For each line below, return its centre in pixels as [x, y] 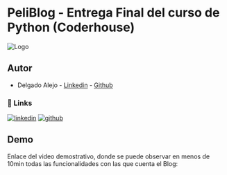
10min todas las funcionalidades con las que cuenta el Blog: [93, 163]
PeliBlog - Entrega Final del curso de [113, 13]
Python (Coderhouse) [71, 27]
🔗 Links [20, 103]
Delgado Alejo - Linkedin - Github [65, 85]
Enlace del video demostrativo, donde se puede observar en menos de [109, 156]
